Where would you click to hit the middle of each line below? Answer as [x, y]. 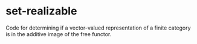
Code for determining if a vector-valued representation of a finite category [98, 28]
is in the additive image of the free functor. [59, 34]
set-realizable [41, 11]
